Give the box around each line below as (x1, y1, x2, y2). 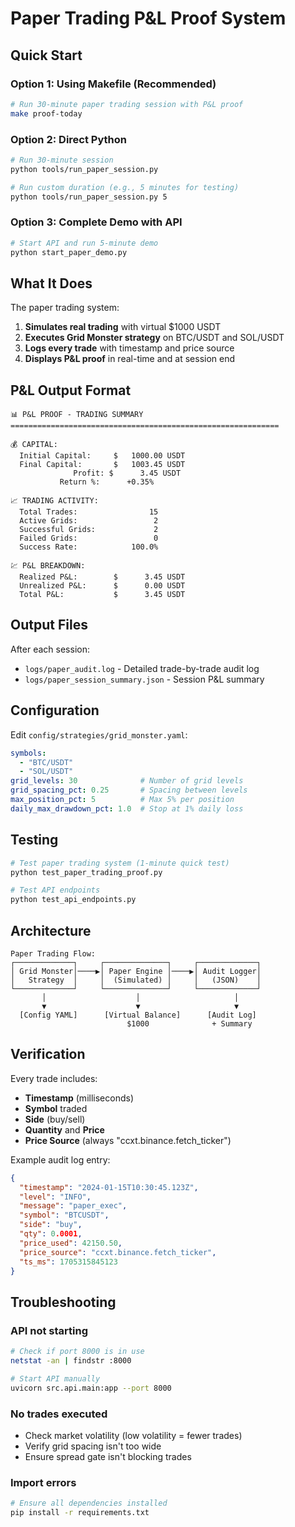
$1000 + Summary (126, 1018, 253, 1029)
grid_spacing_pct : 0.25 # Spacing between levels (10, 785, 248, 796)
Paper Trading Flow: (10, 948, 97, 959)
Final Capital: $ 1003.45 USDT (19, 460, 186, 470)
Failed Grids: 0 (19, 533, 159, 544)
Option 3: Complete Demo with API (10, 215, 183, 229)
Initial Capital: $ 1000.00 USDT (19, 451, 186, 461)
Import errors (10, 1475, 77, 1489)
